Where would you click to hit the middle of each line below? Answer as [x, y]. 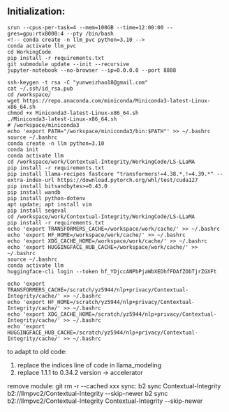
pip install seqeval [37, 211]
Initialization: [36, 12]
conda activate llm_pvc [42, 46]
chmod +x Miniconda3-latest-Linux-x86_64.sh [73, 113]
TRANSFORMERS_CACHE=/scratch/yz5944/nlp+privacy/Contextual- [98, 290]
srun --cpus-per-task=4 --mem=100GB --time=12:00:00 [86, 27]
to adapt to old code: [37, 351]
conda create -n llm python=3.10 [56, 143]
